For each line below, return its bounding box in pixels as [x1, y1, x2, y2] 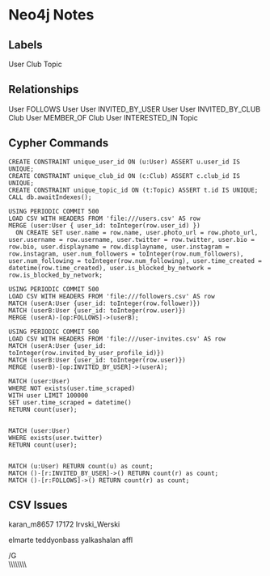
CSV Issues [8, 498, 68, 512]
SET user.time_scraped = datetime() [8, 398, 132, 406]
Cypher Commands [8, 136, 109, 150]
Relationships [8, 83, 79, 96]
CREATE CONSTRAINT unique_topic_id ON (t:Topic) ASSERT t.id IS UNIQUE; [8, 186, 259, 194]
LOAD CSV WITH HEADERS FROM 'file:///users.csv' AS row [8, 214, 200, 222]
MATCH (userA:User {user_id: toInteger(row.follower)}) [8, 299, 200, 307]
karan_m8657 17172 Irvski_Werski [8, 519, 120, 529]
